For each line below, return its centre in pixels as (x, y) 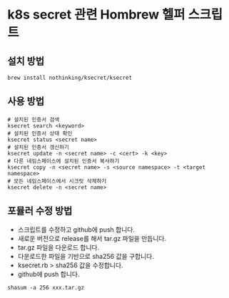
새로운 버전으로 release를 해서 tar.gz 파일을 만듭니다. (92, 238)
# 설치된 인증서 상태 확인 (40, 133)
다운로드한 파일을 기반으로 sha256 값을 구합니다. (86, 256)
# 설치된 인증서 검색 (34, 119)
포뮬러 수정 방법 (40, 211)
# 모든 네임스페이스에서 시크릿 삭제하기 (57, 181)
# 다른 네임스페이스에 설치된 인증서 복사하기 (63, 161)
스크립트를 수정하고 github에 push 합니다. (76, 230)
